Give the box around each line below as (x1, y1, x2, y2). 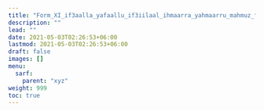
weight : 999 (8, 84, 47, 92)
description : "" (8, 19, 61, 27)
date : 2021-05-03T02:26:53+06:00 (8, 33, 118, 41)
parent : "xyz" (22, 77, 68, 84)
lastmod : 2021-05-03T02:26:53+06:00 (8, 41, 128, 48)
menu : (8, 63, 26, 70)
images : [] (8, 55, 44, 63)
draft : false (8, 48, 51, 55)
